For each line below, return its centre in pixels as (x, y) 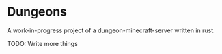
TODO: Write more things (43, 43)
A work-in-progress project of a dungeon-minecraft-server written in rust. (111, 30)
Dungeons (37, 12)
